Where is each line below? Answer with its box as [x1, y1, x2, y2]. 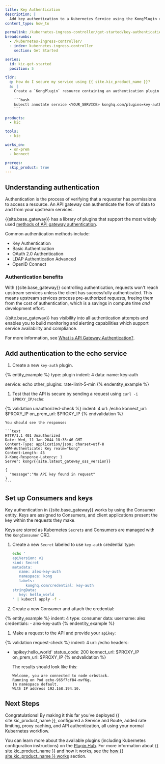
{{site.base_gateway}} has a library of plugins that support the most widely [5, 216, 157, 222]
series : [5, 57, 21, 62]
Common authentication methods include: [5, 231, 90, 237]
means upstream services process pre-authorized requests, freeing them [5, 295, 154, 301]
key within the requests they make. [5, 517, 76, 523]
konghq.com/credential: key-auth [25, 583, 94, 588]
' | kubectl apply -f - [12, 596, 61, 602]
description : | [5, 12, 36, 17]
